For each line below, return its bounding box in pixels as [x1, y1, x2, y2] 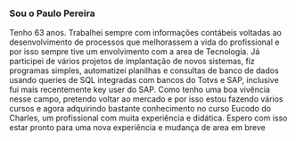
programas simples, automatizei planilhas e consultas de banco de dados [9, 65, 279, 76]
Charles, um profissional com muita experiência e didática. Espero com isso [9, 112, 288, 123]
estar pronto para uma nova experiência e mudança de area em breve [9, 122, 266, 133]
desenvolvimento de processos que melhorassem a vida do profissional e [9, 37, 280, 47]
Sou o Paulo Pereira [9, 7, 95, 20]
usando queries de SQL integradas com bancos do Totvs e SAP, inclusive [9, 75, 279, 86]
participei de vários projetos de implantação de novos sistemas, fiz [9, 56, 256, 67]
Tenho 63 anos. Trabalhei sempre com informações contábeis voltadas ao [9, 28, 283, 38]
